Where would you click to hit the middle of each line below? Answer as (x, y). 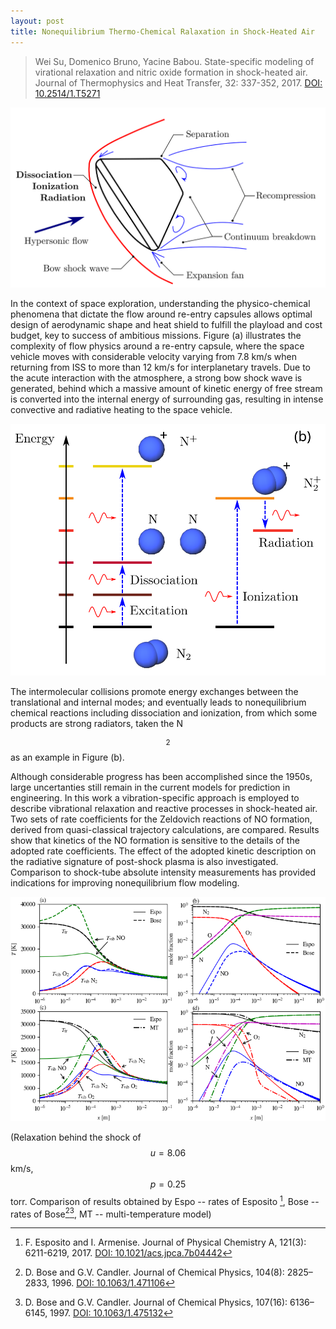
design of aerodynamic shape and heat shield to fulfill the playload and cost (166, 325)
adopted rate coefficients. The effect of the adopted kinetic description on (163, 851)
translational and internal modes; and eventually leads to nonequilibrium (158, 702)
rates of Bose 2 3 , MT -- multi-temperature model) (111, 1213)
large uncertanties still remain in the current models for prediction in (150, 787)
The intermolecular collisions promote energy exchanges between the (154, 692)
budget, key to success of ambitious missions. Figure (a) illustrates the (156, 336)
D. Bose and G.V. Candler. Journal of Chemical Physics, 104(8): (154, 1272)
